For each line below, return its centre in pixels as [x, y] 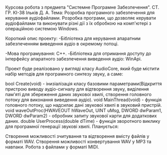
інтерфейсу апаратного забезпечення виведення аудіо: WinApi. [74, 59]
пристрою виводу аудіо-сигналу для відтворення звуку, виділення [77, 89]
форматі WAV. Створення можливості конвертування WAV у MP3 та [78, 141]
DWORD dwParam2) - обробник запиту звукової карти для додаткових [81, 116]
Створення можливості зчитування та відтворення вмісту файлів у [77, 136]
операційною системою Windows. [42, 29]
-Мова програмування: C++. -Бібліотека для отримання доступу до [78, 53]
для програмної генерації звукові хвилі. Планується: [62, 126]
